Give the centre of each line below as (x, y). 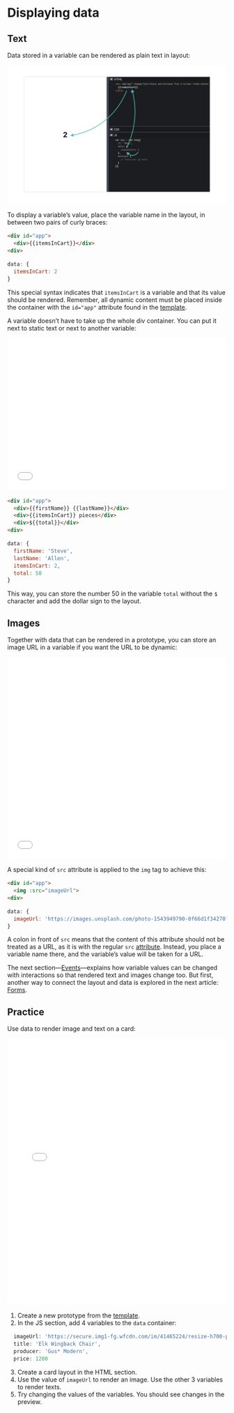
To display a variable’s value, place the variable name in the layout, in (106, 215)
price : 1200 (31, 1359)
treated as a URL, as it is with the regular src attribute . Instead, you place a (114, 947)
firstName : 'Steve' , (43, 551)
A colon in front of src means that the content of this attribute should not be (116, 939)
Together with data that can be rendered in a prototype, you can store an (112, 640)
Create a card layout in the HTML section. (77, 1372)
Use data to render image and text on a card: (71, 1029)
